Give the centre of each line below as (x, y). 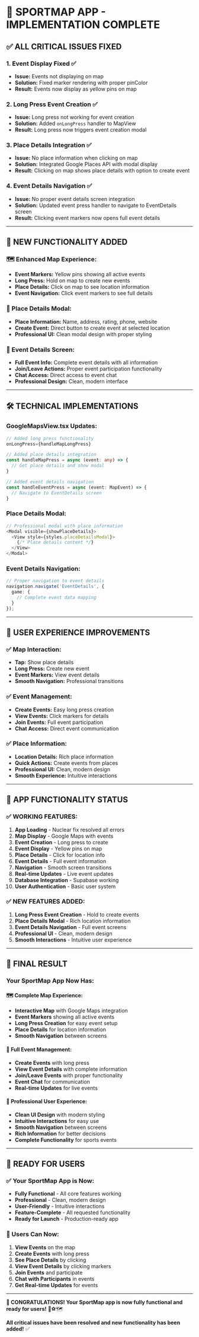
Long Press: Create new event (52, 669)
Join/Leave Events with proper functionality (69, 1075)
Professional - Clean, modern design (60, 1200)
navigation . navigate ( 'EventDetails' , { (55, 586)
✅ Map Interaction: (34, 649)
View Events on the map (45, 1247)
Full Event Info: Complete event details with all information (86, 363)
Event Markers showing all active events (64, 1017)
